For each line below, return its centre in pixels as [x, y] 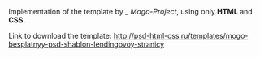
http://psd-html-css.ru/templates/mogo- [181, 36]
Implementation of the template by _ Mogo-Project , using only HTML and [131, 12]
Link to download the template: [60, 36]
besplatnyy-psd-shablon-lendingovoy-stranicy [87, 44]
